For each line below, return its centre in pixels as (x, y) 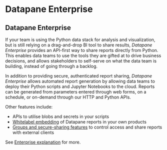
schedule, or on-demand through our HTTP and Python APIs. (68, 97)
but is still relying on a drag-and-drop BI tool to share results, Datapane (79, 45)
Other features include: (29, 107)
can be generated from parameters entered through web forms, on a (76, 92)
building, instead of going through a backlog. (51, 66)
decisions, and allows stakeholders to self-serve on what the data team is (81, 61)
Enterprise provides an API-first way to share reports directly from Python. (82, 50)
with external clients (33, 132)
